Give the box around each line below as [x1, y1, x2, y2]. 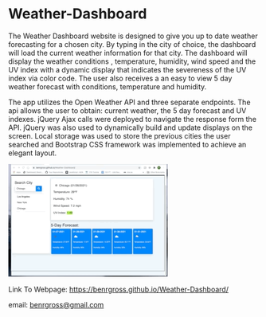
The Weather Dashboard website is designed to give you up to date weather [8, 31, 258, 41]
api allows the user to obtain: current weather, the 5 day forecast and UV [8, 105, 247, 115]
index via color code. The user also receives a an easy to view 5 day [8, 73, 233, 83]
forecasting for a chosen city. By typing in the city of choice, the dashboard [8, 39, 256, 49]
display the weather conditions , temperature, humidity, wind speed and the [8, 57, 256, 66]
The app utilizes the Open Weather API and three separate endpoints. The [8, 97, 251, 107]
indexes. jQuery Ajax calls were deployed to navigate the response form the [8, 114, 257, 123]
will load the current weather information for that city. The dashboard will [8, 48, 248, 57]
